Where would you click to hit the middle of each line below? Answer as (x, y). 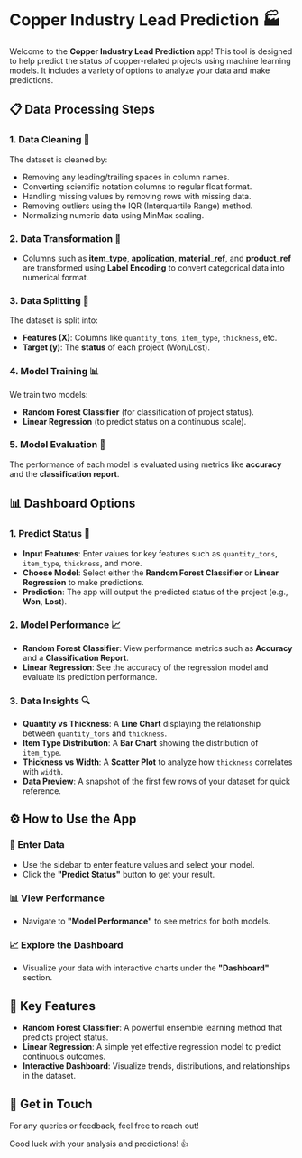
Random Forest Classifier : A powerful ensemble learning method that (152, 1028)
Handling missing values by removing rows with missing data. (137, 196)
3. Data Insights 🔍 (50, 701)
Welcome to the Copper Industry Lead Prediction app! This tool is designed (151, 51)
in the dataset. (49, 1076)
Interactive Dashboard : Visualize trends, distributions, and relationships (156, 1066)
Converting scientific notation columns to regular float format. (137, 186)
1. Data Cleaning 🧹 (50, 140)
